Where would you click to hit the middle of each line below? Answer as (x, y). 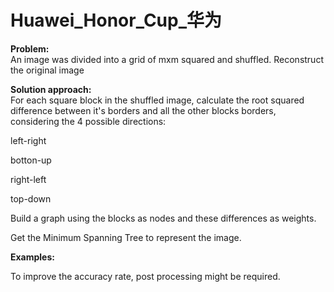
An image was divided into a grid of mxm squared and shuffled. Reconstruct (167, 59)
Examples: (32, 257)
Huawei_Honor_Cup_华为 (116, 20)
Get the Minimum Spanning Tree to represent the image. (126, 237)
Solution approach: (51, 89)
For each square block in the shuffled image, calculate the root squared (157, 100)
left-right (28, 140)
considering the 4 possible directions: (88, 121)
